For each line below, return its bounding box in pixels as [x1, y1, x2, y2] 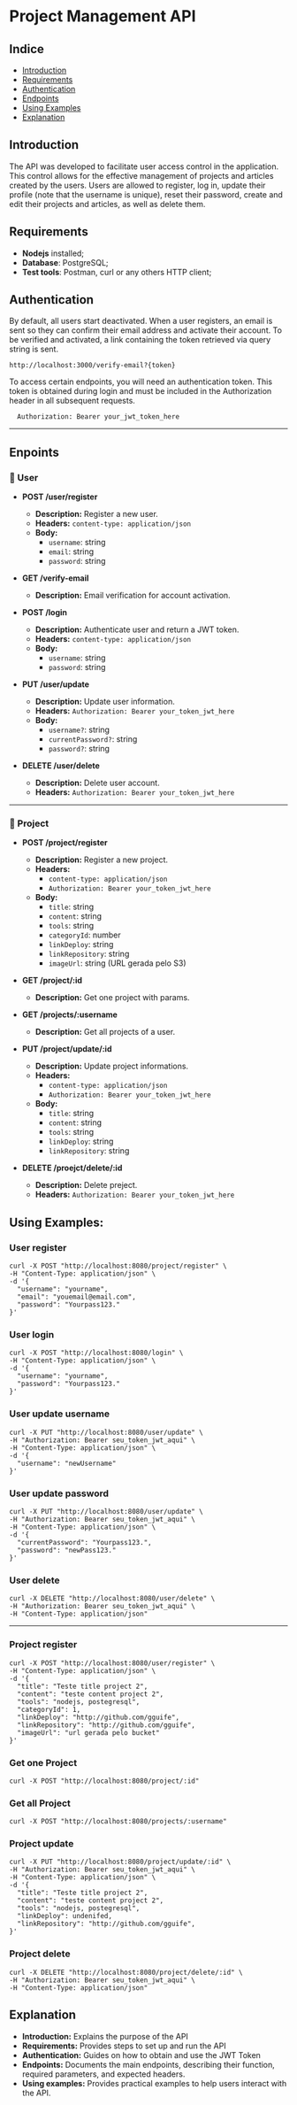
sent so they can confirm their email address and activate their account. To [9, 325, 283, 335]
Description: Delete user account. [34, 777, 161, 789]
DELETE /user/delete [21, 760, 100, 771]
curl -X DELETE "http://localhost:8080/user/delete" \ [9, 1594, 216, 1603]
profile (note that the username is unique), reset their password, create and [9, 189, 283, 200]
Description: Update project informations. [34, 1060, 188, 1072]
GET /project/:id [21, 975, 82, 986]
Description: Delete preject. [34, 1180, 138, 1191]
